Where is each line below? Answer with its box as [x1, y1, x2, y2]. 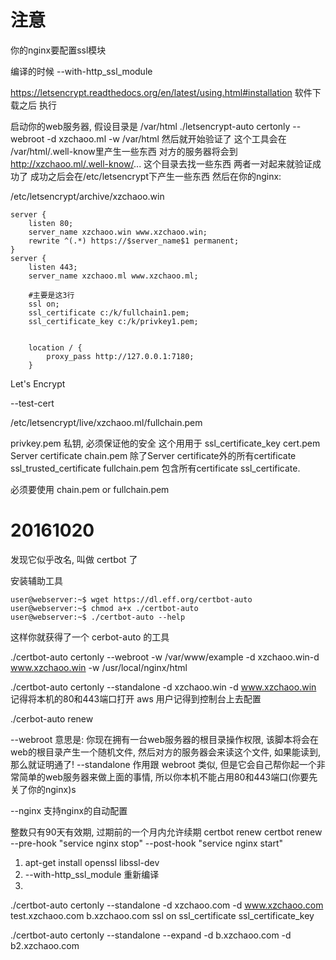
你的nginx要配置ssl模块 [10, 44, 107, 56]
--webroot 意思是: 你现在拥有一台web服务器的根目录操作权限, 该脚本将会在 [10, 733, 320, 745]
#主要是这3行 [28, 290, 75, 300]
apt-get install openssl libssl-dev [24, 856, 160, 868]
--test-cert [10, 397, 55, 409]
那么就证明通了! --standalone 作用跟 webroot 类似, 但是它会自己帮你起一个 [10, 758, 317, 770]
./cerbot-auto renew [10, 712, 94, 725]
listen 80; [28, 218, 74, 228]
